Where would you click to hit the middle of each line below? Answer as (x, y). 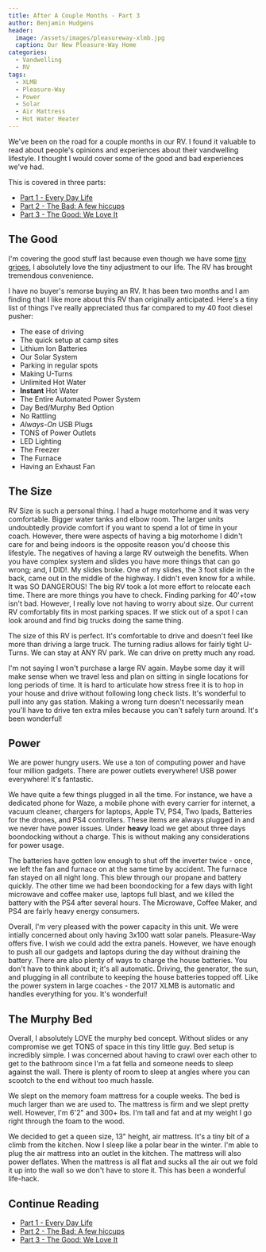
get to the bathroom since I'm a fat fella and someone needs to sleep (121, 1064)
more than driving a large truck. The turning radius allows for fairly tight (125, 644)
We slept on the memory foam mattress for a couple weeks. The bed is (124, 1096)
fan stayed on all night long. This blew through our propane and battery (125, 877)
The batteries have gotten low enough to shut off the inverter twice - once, (131, 861)
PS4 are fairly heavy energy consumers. (74, 911)
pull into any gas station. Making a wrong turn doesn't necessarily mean (126, 701)
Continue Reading (54, 1204)
